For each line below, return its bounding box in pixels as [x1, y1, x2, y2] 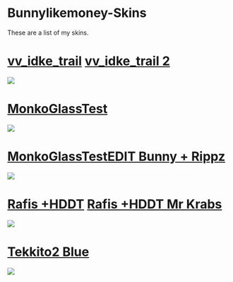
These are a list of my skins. [7, 28, 89, 37]
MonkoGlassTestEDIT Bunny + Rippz [7, 148, 226, 164]
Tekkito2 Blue [7, 244, 90, 259]
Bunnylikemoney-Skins [7, 5, 147, 21]
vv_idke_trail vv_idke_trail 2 [7, 53, 171, 69]
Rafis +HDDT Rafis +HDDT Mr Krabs [7, 196, 222, 212]
